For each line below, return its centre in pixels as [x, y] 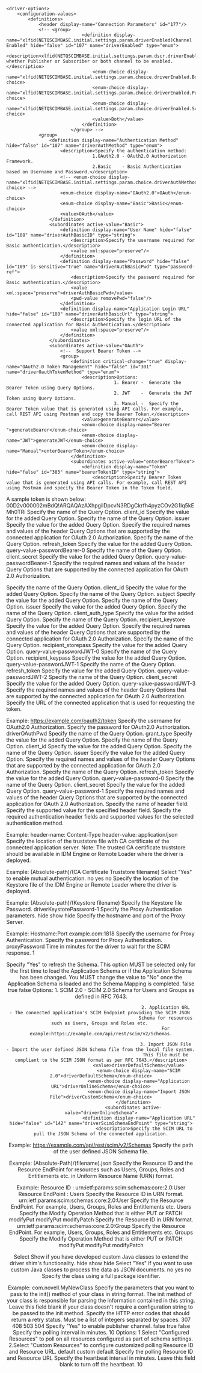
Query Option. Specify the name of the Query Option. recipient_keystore [96, 619]
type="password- [175, 267]
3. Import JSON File [165, 1044]
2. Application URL [166, 1008]
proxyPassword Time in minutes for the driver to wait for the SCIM [88, 946]
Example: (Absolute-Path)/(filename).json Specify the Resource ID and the [101, 1163]
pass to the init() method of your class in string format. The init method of [101, 1294]
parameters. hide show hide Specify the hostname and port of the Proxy [96, 916]
